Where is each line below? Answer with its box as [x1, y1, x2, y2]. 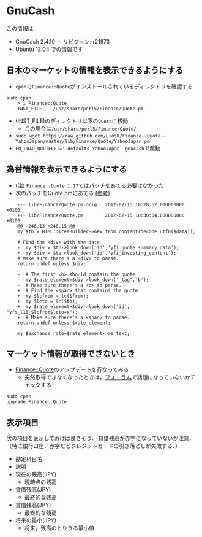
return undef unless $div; [17, 260, 86, 267]
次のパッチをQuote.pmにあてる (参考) [15, 189, 110, 196]
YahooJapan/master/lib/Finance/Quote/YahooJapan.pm [15, 138, 150, 144]
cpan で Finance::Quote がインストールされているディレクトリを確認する [15, 82, 193, 90]
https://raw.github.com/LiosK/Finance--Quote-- [42, 133, 166, 139]
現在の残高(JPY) [15, 471, 57, 478]
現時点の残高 [24, 478, 57, 485]
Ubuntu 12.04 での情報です [15, 45, 83, 53]
